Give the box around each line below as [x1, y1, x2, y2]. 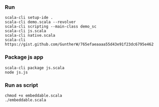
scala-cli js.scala [5, 29, 47, 34]
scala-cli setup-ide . [5, 15, 53, 20]
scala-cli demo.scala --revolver [5, 19, 76, 25]
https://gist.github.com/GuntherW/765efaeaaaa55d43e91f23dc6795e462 [5, 42, 154, 47]
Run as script [5, 82, 38, 89]
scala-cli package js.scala [5, 65, 65, 70]
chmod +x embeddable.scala [5, 93, 62, 98]
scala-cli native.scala [5, 33, 56, 38]
